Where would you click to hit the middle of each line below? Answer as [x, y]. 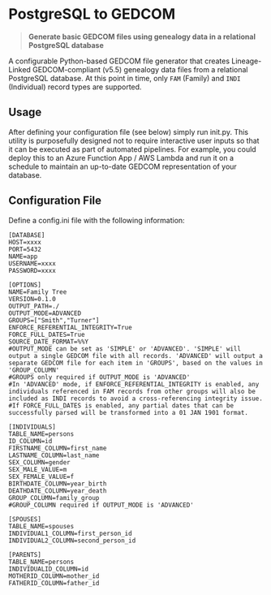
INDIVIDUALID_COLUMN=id [49, 569]
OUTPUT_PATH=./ [34, 306]
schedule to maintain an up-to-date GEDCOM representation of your [123, 166]
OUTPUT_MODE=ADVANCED [45, 313]
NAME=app [23, 257]
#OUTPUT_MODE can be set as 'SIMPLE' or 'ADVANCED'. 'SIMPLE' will [125, 349]
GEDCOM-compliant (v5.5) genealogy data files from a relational [140, 69]
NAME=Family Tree [38, 292]
